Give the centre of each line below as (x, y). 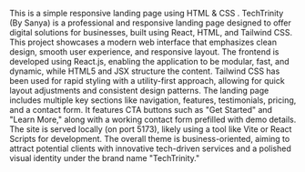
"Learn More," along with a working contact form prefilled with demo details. (153, 119)
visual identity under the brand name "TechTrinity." (105, 158)
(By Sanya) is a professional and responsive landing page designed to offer (150, 23)
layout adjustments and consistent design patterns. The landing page (139, 91)
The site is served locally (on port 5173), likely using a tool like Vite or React (151, 129)
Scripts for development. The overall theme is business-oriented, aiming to (150, 139)
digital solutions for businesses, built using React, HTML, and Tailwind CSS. (151, 32)
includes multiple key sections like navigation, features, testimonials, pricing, (153, 100)
